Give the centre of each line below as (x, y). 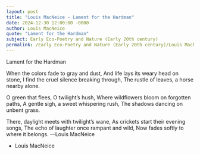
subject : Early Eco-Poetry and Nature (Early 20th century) (82, 39)
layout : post (22, 12)
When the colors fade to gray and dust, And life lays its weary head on (92, 73)
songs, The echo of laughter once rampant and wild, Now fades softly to (95, 128)
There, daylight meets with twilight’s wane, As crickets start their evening (96, 121)
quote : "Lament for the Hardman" (48, 34)
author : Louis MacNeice (36, 28)
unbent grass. (23, 110)
